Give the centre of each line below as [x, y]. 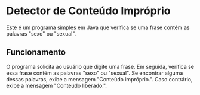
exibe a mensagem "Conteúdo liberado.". [57, 85]
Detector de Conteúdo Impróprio [88, 11]
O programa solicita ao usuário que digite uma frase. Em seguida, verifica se [100, 66]
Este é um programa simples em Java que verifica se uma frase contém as [98, 27]
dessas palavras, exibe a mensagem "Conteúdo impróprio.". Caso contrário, [99, 79]
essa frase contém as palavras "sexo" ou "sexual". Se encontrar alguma [95, 73]
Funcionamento [36, 53]
